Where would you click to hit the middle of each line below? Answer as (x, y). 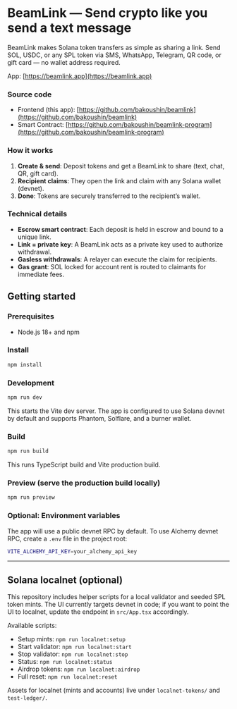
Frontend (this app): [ (48, 110)
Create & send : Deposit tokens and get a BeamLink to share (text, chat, (121, 166)
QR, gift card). (38, 173)
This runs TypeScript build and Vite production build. (84, 465)
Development (31, 383)
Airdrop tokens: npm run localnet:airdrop (79, 669)
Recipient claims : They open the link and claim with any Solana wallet (119, 180)
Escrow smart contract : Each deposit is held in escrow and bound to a (120, 229)
